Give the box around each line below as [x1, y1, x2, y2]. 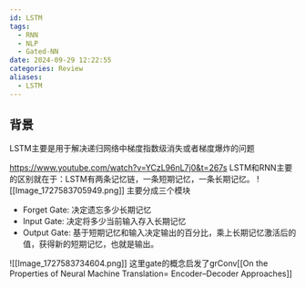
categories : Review [9, 65, 84, 74]
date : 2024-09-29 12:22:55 [9, 56, 112, 65]
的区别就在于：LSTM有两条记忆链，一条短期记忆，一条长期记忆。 [9, 174, 255, 185]
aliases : [9, 73, 43, 82]
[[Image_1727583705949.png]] [9, 185, 125, 196]
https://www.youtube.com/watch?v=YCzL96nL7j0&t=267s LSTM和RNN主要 [9, 162, 293, 173]
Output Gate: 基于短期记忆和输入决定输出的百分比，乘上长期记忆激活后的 [22, 227, 297, 238]
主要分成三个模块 [126, 185, 191, 196]
